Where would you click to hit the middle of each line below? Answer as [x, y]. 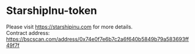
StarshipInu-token [52, 11]
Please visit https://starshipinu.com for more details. [70, 27]
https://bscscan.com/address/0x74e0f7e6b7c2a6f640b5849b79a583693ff [97, 39]
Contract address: [28, 33]
